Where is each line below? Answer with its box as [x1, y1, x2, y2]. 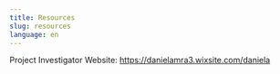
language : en [9, 30, 59, 39]
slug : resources [9, 22, 71, 31]
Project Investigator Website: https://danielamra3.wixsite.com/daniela [9, 55, 271, 66]
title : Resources [9, 13, 76, 23]
